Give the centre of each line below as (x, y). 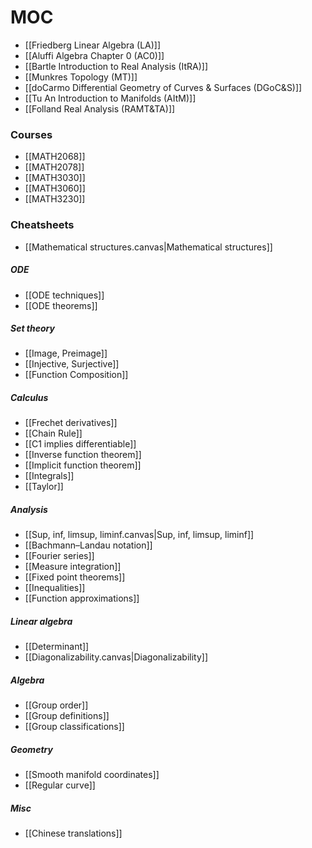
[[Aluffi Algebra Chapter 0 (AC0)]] (94, 55)
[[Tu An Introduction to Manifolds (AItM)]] (110, 98)
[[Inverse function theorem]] (83, 455)
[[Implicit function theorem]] (83, 465)
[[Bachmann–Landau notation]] (88, 545)
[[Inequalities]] (55, 588)
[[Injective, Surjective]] (72, 364)
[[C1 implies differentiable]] (80, 444)
